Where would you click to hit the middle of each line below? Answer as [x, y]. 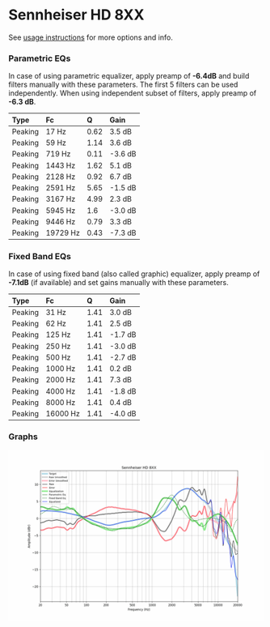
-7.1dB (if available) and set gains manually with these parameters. [118, 283]
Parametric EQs [40, 58]
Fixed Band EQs [40, 256]
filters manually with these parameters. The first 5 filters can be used [123, 85]
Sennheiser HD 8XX [76, 15]
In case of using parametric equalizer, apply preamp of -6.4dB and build [129, 76]
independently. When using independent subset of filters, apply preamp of [133, 93]
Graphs [23, 437]
